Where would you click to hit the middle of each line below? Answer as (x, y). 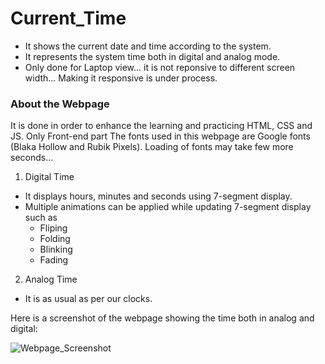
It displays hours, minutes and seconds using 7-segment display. (158, 196)
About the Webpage (60, 104)
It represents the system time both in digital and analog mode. (152, 56)
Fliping (53, 228)
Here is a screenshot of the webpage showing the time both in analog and (162, 318)
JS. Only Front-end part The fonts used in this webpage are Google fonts (160, 136)
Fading (54, 260)
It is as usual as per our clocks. (88, 299)
